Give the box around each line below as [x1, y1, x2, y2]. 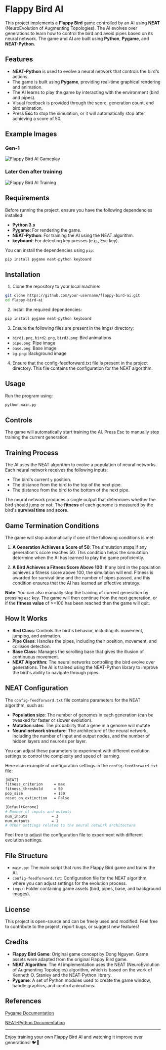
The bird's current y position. [12, 477, 72, 482]
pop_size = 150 [5, 791, 65, 796]
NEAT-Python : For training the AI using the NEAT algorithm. [12, 232, 134, 238]
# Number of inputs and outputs [5, 809, 72, 814]
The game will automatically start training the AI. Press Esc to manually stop [5, 429, 160, 435]
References [5, 997, 41, 1006]
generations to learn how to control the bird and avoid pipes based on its [5, 30, 153, 36]
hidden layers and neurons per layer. [12, 738, 87, 744]
